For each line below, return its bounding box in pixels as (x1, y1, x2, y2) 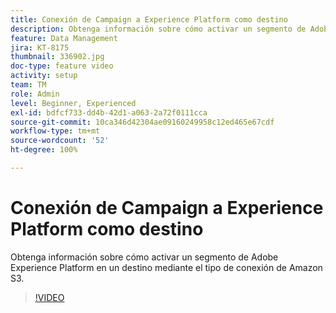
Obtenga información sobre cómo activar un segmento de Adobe (10, 251, 279, 263)
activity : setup (10, 71, 78, 81)
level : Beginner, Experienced (10, 98, 137, 108)
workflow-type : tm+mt (10, 126, 101, 136)
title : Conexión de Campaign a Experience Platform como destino (10, 14, 288, 25)
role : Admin (10, 89, 60, 99)
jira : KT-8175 (10, 42, 70, 53)
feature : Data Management (10, 33, 118, 43)
